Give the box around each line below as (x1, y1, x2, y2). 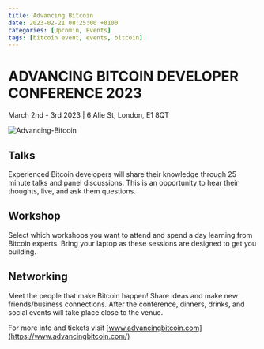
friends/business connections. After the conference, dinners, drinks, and (8, 299, 245, 309)
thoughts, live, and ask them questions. (8, 186, 136, 196)
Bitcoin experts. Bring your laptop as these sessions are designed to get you (8, 238, 257, 248)
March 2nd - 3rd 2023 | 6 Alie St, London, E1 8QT (8, 111, 170, 120)
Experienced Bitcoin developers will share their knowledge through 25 (8, 170, 237, 178)
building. (8, 246, 37, 257)
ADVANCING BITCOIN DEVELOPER (8, 68, 239, 85)
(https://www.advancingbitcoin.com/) (8, 331, 130, 340)
